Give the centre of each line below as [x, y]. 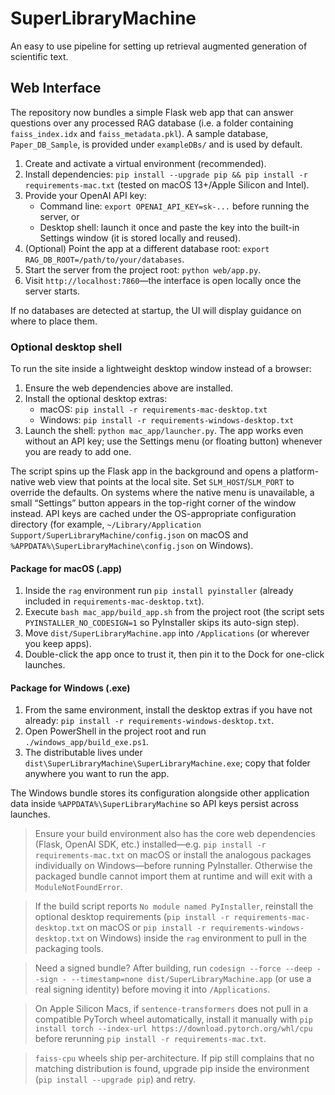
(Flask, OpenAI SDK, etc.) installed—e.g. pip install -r [150, 844]
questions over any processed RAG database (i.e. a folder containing [152, 123]
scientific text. [39, 56]
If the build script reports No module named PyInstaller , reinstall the [174, 906]
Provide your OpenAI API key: [85, 195]
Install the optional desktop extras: [96, 399]
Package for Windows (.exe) [70, 688]
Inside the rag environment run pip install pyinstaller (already [159, 591]
